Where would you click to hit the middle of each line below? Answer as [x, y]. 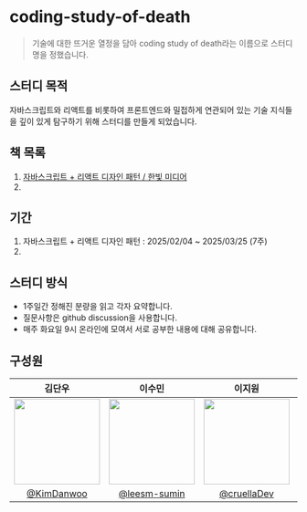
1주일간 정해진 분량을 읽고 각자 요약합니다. [98, 307]
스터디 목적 [39, 86]
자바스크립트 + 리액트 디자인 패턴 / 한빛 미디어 [105, 176]
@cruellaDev [246, 493]
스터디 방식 [39, 282]
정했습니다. [69, 54]
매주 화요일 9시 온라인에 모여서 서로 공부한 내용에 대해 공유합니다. [140, 329]
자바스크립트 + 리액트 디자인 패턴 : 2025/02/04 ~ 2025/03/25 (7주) [145, 241]
